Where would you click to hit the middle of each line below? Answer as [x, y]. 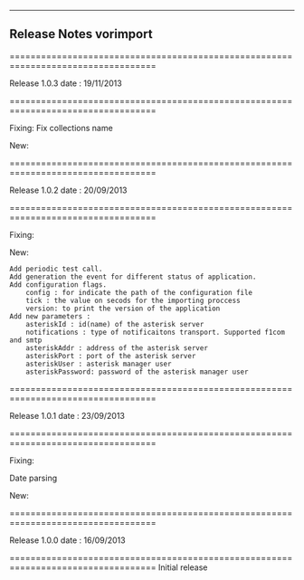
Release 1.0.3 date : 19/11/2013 [66, 83]
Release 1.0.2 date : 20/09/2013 [68, 190]
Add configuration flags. [58, 285]
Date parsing [33, 478]
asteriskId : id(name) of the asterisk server [115, 324]
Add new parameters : [50, 316]
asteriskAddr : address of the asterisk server [117, 348]
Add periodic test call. [56, 269]
